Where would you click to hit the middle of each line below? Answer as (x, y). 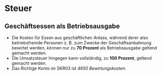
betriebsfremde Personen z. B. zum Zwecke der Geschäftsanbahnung (81, 43)
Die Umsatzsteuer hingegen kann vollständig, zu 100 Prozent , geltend (82, 58)
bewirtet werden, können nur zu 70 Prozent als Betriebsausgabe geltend (84, 48)
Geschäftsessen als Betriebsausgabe (62, 26)
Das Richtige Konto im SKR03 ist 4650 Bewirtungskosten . (69, 68)
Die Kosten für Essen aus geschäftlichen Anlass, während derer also (80, 38)
